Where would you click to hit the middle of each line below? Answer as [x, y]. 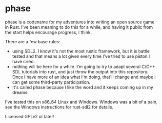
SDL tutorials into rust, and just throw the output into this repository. [80, 71]
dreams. [20, 92]
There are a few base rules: [33, 41]
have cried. [23, 61]
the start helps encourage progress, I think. [48, 32]
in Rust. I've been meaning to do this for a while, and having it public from [79, 27]
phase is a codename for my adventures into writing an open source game [80, 22]
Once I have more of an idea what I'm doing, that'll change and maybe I [84, 77]
